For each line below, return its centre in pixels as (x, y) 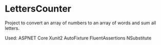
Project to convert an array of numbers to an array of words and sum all (80, 23)
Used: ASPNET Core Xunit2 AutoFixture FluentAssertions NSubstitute (78, 38)
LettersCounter (38, 9)
